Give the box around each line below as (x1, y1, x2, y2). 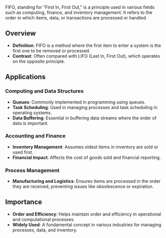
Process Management (5, 167, 60, 174)
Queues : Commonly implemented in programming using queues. (12, 99, 146, 105)
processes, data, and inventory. (12, 227, 77, 233)
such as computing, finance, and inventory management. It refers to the (5, 9, 153, 15)
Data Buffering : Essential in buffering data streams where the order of (12, 115, 157, 121)
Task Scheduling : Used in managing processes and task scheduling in (12, 104, 158, 110)
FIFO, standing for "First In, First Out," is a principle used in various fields (5, 4, 155, 10)
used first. (12, 149, 33, 155)
